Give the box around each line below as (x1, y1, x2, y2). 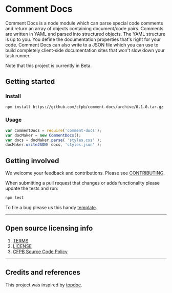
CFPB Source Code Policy (12, 249, 68, 255)
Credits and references (5, 268, 80, 277)
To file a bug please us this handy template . (5, 204, 97, 210)
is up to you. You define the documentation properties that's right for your (5, 36, 161, 42)
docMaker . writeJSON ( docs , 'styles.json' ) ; (5, 142, 102, 147)
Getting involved (5, 156, 59, 165)
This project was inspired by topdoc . (5, 282, 83, 288)
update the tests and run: (5, 185, 59, 192)
